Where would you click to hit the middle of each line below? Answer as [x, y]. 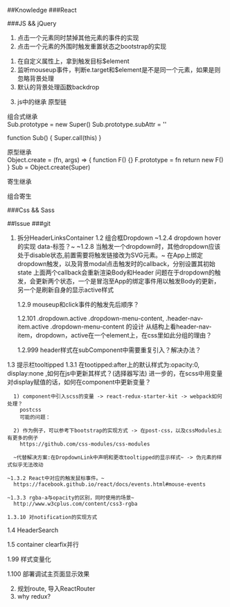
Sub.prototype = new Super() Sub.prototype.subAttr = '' [87, 124]
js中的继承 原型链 [42, 102]
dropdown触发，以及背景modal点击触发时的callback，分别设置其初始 [116, 264]
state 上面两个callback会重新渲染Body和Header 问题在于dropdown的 [116, 272]
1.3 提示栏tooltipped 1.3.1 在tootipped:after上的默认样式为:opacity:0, [103, 364]
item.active [33, 326]
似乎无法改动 [28, 465]
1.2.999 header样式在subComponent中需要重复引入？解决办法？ [109, 350]
